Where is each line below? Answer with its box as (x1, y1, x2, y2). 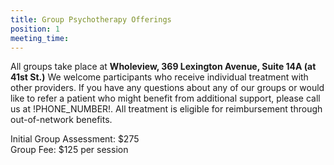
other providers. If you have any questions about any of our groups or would (10, 82, 325, 94)
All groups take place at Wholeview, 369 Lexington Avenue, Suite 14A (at (10, 61, 317, 73)
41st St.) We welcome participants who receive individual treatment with (10, 71, 309, 83)
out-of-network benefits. (10, 114, 113, 126)
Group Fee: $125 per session (10, 144, 129, 156)
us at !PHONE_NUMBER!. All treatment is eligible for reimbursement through (10, 103, 323, 115)
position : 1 (10, 24, 60, 34)
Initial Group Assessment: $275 (10, 133, 140, 145)
